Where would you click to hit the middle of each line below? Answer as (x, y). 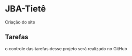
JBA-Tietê (26, 9)
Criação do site (20, 22)
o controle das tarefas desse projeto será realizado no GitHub (66, 48)
